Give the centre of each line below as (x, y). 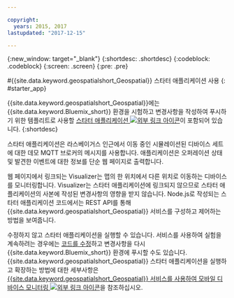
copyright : (23, 20)
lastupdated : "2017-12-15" (46, 33)
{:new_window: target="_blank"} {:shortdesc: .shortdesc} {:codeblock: (109, 59)
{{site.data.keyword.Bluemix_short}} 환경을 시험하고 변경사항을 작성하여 (108, 112)
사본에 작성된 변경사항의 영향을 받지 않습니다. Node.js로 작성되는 (131, 194)
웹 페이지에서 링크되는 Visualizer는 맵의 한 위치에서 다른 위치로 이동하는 (105, 176)
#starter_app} (27, 89)
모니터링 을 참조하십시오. (84, 288)
